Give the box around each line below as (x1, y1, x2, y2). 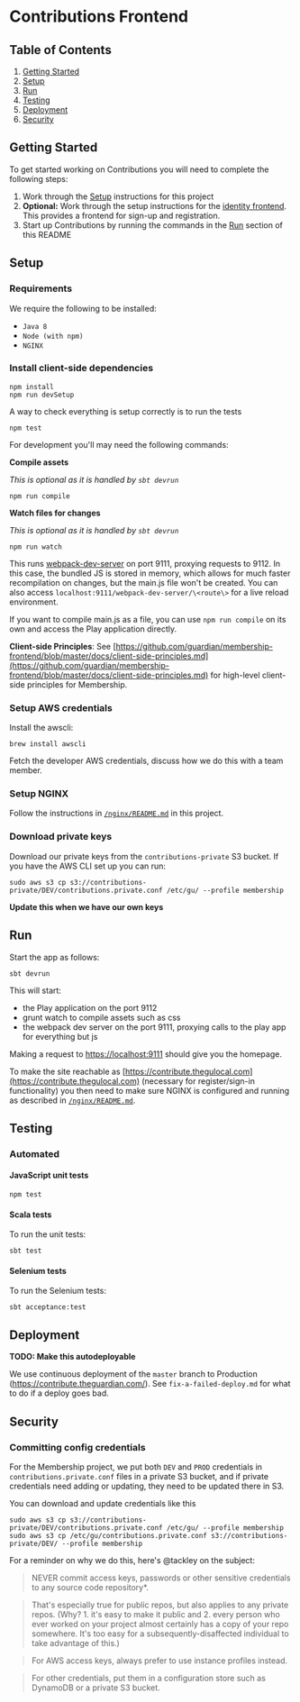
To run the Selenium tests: (9, 1286, 106, 1297)
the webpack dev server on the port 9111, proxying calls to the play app (22, 1021, 286, 1033)
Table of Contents (9, 42, 113, 58)
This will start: (9, 985, 61, 996)
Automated (9, 1147, 60, 1160)
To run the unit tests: (9, 1229, 86, 1240)
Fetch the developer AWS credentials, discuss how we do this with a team (9, 755, 284, 767)
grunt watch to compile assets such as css (22, 1012, 182, 1023)
